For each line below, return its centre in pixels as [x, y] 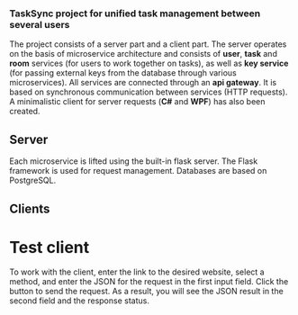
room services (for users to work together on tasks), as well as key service [149, 63]
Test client [50, 247]
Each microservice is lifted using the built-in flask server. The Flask [134, 161]
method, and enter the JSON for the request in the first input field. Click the [149, 282]
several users [40, 24]
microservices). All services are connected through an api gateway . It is [143, 83]
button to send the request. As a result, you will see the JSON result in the [146, 292]
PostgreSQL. [33, 180]
